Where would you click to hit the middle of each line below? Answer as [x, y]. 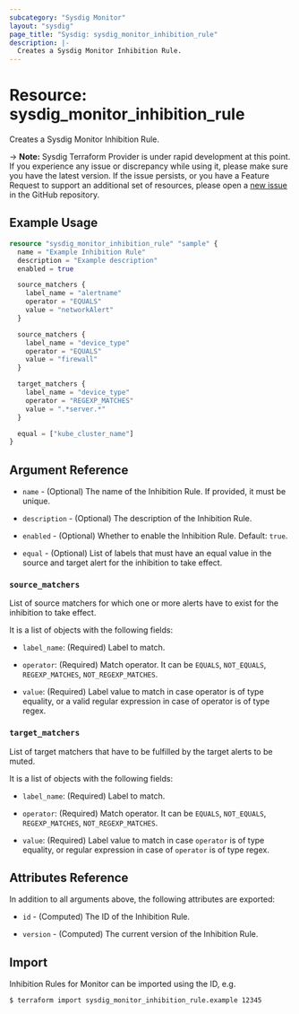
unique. [36, 501]
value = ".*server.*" [65, 409]
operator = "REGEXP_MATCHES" [80, 400]
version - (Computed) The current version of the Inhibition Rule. [140, 934]
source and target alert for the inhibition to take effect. [122, 563]
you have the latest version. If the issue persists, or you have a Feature [140, 176]
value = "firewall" [62, 360]
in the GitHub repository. [55, 195]
